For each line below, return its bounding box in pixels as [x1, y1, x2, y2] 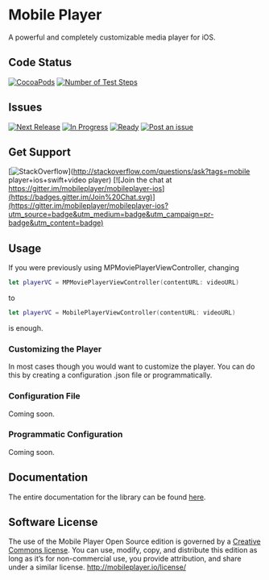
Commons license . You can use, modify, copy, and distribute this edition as [8, 545, 258, 555]
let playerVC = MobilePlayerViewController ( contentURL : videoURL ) [8, 309, 236, 317]
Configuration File [8, 390, 81, 402]
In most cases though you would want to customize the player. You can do [8, 361, 255, 372]
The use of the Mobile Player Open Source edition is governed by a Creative [8, 536, 261, 546]
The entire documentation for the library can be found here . [8, 492, 206, 502]
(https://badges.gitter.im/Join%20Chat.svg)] [8, 192, 155, 202]
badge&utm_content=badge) [8, 218, 104, 227]
